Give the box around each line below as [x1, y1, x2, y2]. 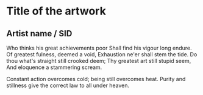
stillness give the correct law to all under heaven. [6, 82, 130, 89]
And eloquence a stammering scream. [6, 64, 102, 71]
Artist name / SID [6, 28, 73, 39]
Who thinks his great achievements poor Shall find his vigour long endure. [6, 44, 192, 51]
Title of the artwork [6, 4, 107, 18]
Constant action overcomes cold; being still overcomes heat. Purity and [6, 76, 186, 82]
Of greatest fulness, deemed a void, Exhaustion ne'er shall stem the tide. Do [6, 51, 198, 58]
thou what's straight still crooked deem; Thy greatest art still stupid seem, [6, 57, 191, 64]
